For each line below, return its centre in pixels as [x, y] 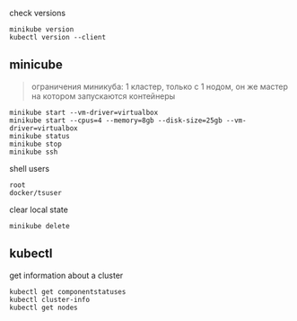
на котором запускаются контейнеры [103, 96]
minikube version [42, 30]
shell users [30, 168]
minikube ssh [34, 152]
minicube [36, 65]
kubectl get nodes [44, 308]
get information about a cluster [66, 275]
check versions [37, 13]
